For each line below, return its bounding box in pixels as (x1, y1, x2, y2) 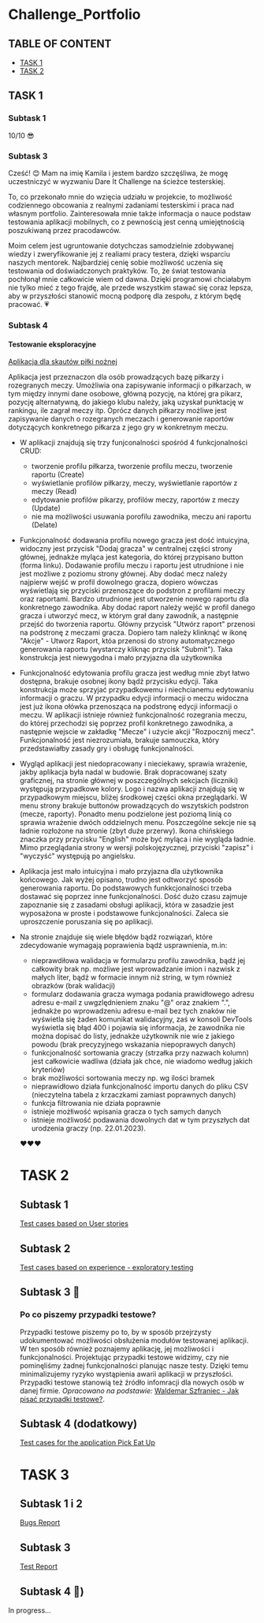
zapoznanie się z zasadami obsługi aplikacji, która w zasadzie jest (19, 900, 234, 909)
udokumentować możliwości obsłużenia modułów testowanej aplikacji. (19, 1336, 249, 1345)
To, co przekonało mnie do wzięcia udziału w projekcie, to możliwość (8, 192, 232, 201)
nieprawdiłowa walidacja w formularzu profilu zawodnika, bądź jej (31, 956, 246, 965)
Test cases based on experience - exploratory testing (19, 1262, 194, 1272)
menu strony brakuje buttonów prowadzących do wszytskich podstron (19, 801, 249, 811)
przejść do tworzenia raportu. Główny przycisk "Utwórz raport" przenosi (19, 620, 255, 629)
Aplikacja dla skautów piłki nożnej (8, 357, 118, 366)
